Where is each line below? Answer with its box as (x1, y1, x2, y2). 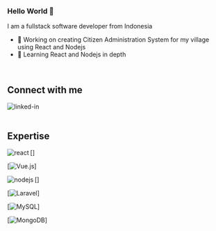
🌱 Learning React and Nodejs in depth (17, 50, 126, 58)
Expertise (7, 130, 50, 142)
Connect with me (7, 83, 83, 96)
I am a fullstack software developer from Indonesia (7, 22, 153, 31)
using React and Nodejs (17, 43, 86, 51)
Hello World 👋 (7, 6, 54, 16)
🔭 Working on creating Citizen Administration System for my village (17, 35, 210, 44)
